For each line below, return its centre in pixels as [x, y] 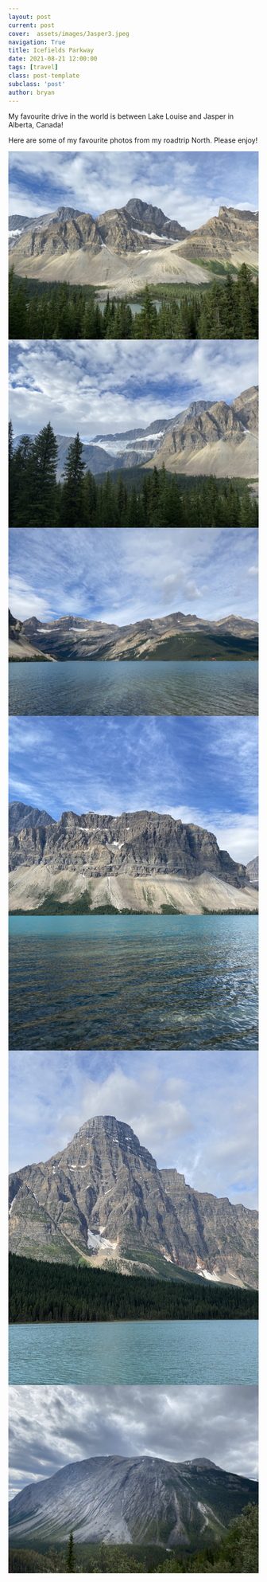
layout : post [30, 17]
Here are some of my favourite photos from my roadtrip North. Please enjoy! [133, 140]
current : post [32, 25]
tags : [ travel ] [33, 68]
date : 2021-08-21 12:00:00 [53, 59]
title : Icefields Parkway [51, 51]
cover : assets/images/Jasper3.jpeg [69, 33]
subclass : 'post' [37, 84]
